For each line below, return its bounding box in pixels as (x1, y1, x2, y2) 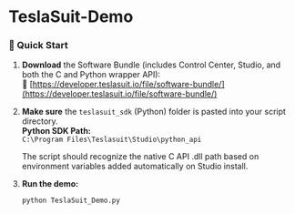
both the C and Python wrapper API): (21, 69, 161, 80)
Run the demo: (21, 178, 79, 189)
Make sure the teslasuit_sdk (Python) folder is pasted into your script (21, 107, 286, 117)
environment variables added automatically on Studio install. (21, 161, 249, 172)
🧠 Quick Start (8, 39, 69, 52)
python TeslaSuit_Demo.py (21, 196, 120, 206)
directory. (21, 116, 58, 127)
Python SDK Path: (21, 126, 92, 137)
